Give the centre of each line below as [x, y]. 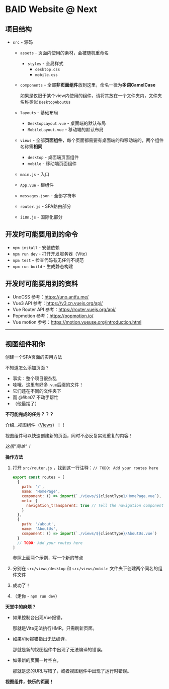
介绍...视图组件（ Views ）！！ [35, 425]
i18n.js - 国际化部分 [41, 217]
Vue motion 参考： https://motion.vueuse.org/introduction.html [77, 322]
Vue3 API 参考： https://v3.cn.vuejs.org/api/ [58, 303]
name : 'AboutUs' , [40, 529]
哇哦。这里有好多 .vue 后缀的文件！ [48, 385]
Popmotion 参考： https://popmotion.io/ [53, 316]
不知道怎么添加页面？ [27, 368]
